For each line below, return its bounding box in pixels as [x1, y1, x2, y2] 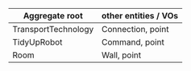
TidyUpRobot [12, 37, 63, 47]
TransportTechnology [12, 24, 94, 34]
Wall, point [102, 49, 142, 61]
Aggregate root [23, 10, 83, 21]
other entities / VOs [102, 10, 179, 21]
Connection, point [102, 24, 169, 34]
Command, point [102, 37, 165, 47]
